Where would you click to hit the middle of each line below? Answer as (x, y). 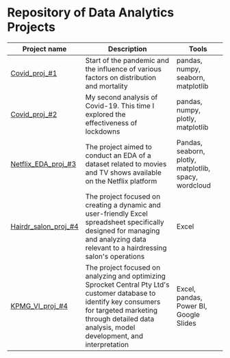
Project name (44, 49)
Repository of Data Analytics (91, 13)
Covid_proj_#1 (34, 73)
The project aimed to (119, 146)
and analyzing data (116, 239)
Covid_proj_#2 (34, 114)
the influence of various (124, 68)
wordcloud (194, 185)
